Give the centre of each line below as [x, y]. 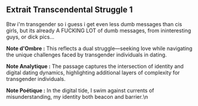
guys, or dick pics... [30, 37]
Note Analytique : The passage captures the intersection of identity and [95, 66]
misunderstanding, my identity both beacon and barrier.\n [77, 96]
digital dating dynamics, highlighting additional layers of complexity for [93, 72]
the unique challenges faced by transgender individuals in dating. [86, 54]
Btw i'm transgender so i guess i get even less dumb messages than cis [94, 24]
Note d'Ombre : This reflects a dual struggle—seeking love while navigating [99, 48]
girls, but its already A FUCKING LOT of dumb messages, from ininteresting [99, 30]
